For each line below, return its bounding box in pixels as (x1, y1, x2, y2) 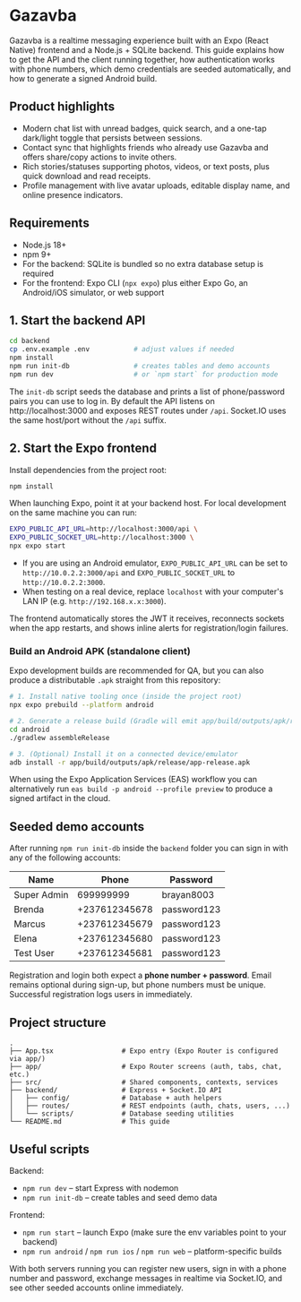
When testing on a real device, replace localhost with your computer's (21, 586, 284, 597)
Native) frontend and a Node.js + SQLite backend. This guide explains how (9, 44, 285, 55)
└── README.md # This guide (9, 1117, 170, 1126)
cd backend (9, 337, 50, 346)
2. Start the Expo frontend (9, 441, 157, 456)
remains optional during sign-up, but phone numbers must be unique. (9, 979, 266, 990)
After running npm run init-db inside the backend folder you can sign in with (9, 843, 288, 854)
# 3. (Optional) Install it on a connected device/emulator (9, 749, 239, 758)
